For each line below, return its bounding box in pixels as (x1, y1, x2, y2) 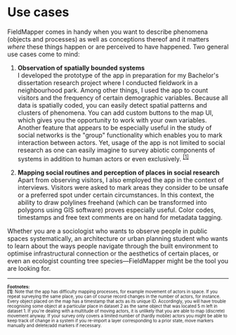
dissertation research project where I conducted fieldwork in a (17, 78, 198, 87)
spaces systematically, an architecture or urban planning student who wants (7, 234, 228, 243)
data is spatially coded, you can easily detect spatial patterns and (17, 101, 207, 109)
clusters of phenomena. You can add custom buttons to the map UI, (17, 108, 214, 117)
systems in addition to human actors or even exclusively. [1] (17, 153, 189, 163)
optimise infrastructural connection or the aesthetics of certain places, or (7, 249, 219, 258)
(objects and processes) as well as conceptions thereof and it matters (7, 34, 209, 43)
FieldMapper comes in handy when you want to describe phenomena (7, 27, 209, 36)
